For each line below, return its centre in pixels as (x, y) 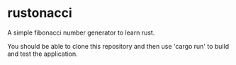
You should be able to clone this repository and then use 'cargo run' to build (118, 46)
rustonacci (40, 13)
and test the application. (43, 54)
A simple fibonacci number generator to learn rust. (81, 32)
